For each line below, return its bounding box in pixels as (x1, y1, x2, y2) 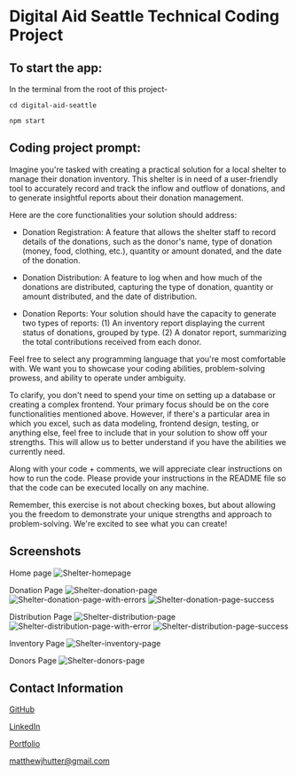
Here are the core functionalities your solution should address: (9, 209, 238, 220)
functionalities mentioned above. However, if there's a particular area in (9, 408, 270, 419)
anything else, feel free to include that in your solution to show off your (9, 427, 268, 438)
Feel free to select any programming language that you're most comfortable (9, 353, 286, 364)
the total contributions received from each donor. (21, 336, 202, 347)
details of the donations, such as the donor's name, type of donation (21, 236, 273, 247)
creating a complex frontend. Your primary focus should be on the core (9, 399, 270, 410)
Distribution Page (9, 611, 73, 622)
